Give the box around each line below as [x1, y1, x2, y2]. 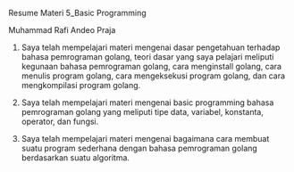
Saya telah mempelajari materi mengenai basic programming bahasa [21, 97, 274, 108]
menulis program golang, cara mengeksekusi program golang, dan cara [21, 70, 286, 81]
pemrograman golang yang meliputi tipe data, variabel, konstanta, [21, 107, 265, 117]
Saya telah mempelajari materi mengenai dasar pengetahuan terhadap [21, 42, 281, 53]
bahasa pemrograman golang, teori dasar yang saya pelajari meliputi [21, 52, 274, 61]
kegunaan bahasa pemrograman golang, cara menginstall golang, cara [21, 61, 282, 71]
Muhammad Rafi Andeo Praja [8, 25, 116, 35]
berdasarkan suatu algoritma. [21, 152, 130, 163]
